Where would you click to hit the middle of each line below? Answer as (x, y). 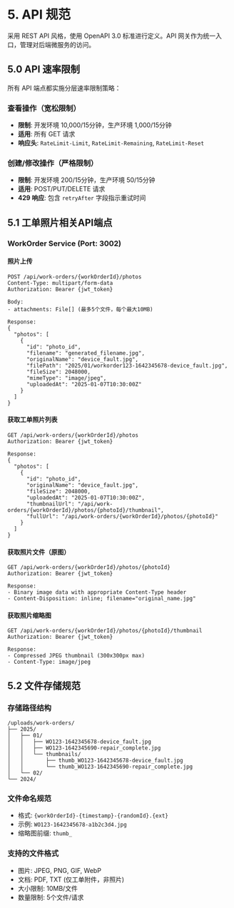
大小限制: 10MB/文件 (48, 888)
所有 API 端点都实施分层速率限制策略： (64, 88)
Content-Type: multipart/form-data (60, 283)
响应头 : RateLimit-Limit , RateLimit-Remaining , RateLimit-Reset (111, 143)
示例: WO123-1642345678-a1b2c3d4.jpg (72, 824)
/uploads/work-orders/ (41, 723)
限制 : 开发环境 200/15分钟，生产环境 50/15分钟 (86, 180)
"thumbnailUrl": (50, 504)
